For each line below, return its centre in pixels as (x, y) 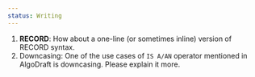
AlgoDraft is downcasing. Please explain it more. (100, 64)
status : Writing (35, 16)
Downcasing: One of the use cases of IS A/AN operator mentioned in (133, 55)
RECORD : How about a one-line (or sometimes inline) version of (125, 38)
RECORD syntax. (47, 47)
